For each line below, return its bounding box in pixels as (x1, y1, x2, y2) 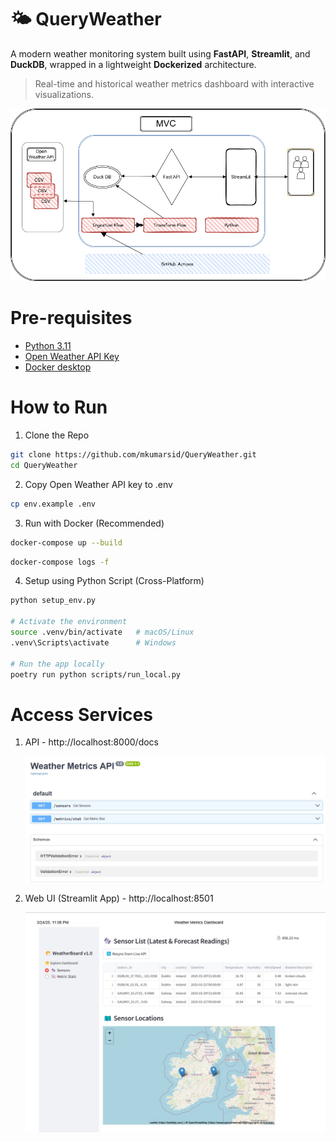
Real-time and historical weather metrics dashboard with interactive (34, 77, 315, 90)
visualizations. (34, 88, 95, 100)
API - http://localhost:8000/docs (24, 736, 160, 748)
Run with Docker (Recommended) (24, 517, 165, 529)
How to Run (10, 396, 108, 419)
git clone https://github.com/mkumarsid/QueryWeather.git (10, 450, 257, 460)
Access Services (10, 703, 153, 726)
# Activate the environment (10, 617, 128, 627)
